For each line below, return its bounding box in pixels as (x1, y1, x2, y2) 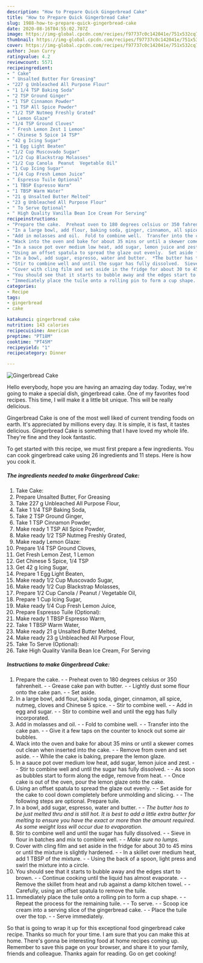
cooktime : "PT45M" (7, 338, 53, 345)
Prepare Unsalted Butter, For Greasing (15, 493, 110, 500)
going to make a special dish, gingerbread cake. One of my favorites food (7, 390, 189, 397)
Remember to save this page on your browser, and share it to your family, (7, 944, 189, 951)
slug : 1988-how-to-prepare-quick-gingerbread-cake (7, 20, 137, 26)
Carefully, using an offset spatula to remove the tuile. (15, 887, 147, 894)
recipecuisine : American (7, 328, 69, 334)
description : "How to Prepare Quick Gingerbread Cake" (7, 8, 148, 15)
